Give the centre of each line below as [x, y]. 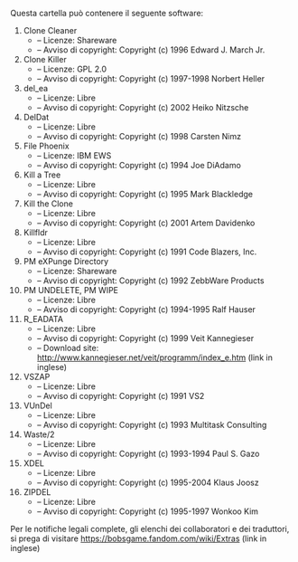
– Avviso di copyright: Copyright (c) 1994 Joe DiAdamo [139, 165]
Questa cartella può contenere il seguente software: [107, 13]
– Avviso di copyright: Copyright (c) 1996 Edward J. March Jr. [151, 50]
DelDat [36, 117]
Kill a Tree [42, 175]
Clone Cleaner [50, 30]
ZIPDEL [37, 492]
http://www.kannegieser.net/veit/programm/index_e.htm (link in [155, 357]
